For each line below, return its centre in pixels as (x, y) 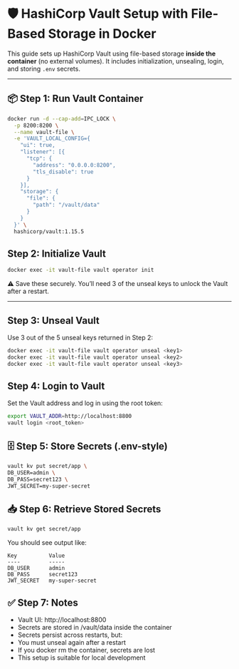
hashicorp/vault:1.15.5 (49, 231)
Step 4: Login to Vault (56, 386)
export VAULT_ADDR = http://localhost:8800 (70, 417)
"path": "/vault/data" (67, 205)
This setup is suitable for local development (81, 658)
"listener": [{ (43, 152)
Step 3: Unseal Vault (53, 321)
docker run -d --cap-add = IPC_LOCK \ (62, 118)
